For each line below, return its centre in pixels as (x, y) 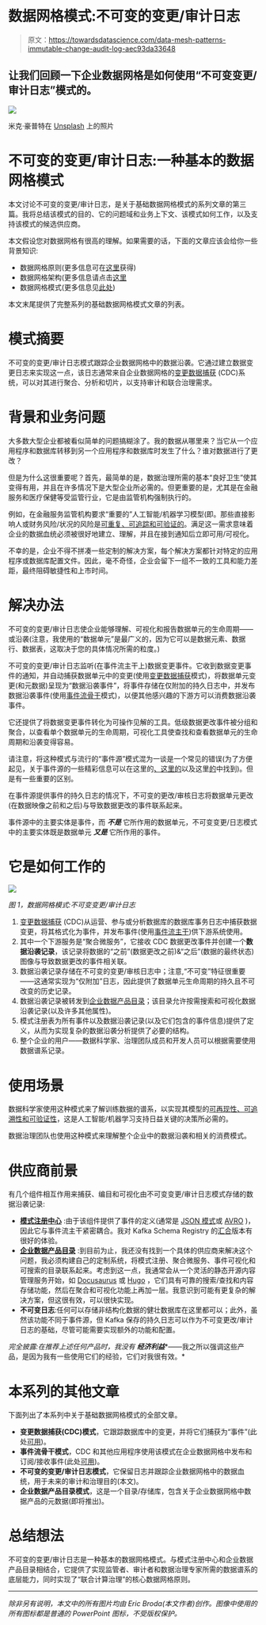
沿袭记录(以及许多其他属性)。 (68, 1011)
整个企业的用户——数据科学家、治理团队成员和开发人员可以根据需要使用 (137, 1041)
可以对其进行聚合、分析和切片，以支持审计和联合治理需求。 (119, 382)
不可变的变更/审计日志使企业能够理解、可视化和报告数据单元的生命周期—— (131, 629)
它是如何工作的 (57, 866)
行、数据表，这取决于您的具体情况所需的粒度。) (84, 648)
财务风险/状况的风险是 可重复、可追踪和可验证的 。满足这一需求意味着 (141, 524)
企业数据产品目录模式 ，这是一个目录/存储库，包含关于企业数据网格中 (132, 1491)
